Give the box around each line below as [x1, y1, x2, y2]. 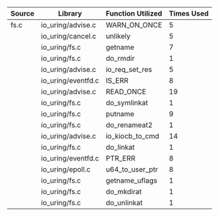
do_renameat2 [105, 120, 153, 129]
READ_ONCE [105, 87, 146, 96]
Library [57, 9, 82, 18]
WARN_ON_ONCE [105, 21, 163, 29]
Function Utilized [105, 9, 163, 18]
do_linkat [105, 143, 136, 152]
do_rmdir [105, 54, 135, 63]
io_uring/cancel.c [40, 31, 97, 40]
